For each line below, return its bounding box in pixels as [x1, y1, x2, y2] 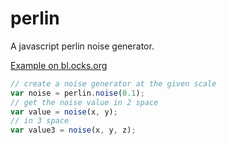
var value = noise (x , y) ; [10, 107, 118, 117]
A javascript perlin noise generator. [10, 40, 155, 52]
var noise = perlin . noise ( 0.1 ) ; [10, 88, 145, 98]
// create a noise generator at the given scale [10, 78, 217, 89]
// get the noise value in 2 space [10, 97, 159, 107]
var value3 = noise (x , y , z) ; [10, 125, 137, 136]
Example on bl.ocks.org [10, 59, 108, 71]
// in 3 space [10, 116, 70, 126]
